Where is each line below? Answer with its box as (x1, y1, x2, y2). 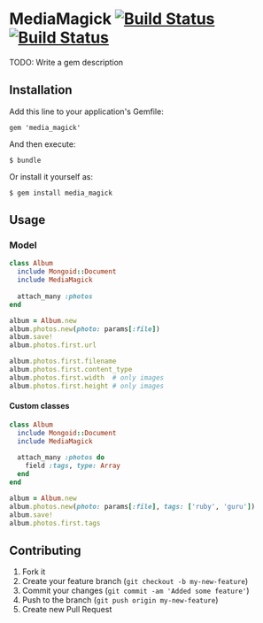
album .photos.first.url (9, 341, 97, 350)
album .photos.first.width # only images (9, 373, 165, 382)
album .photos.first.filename (9, 357, 117, 366)
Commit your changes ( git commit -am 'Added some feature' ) (21, 585, 250, 596)
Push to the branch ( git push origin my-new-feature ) (21, 595, 219, 605)
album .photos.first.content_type (9, 365, 133, 374)
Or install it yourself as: (9, 171, 93, 181)
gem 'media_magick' (9, 123, 81, 132)
